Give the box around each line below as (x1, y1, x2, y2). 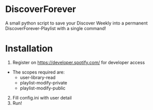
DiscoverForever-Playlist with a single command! (5, 25, 106, 31)
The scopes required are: (12, 69, 65, 75)
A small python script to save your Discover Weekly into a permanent (5, 20, 148, 26)
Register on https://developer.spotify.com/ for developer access (12, 59, 145, 65)
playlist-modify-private (20, 79, 68, 85)
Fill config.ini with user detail (12, 94, 72, 100)
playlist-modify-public (20, 85, 66, 91)
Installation (5, 43, 53, 54)
